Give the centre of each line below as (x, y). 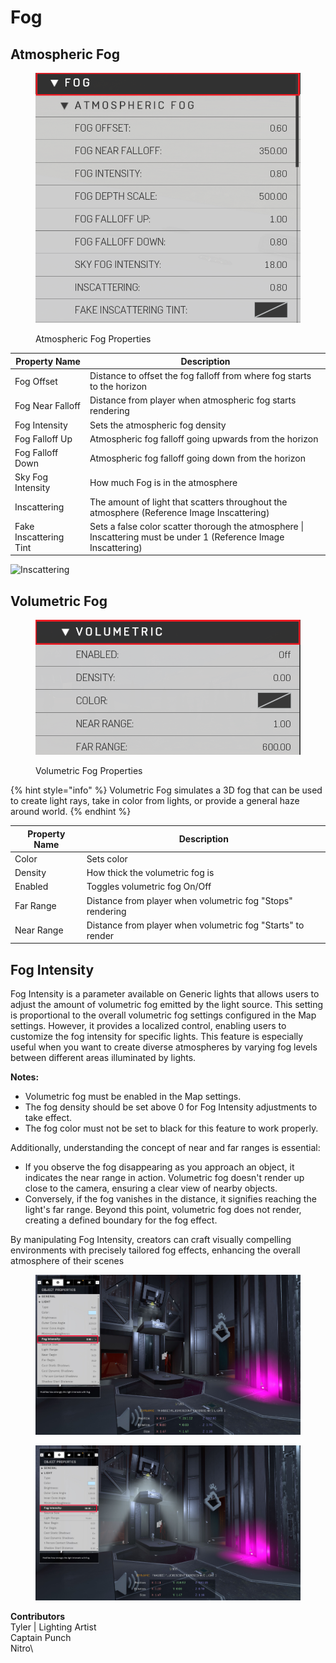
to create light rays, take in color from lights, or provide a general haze (155, 800)
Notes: (25, 1077)
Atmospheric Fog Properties (93, 339)
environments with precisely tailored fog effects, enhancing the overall (155, 1250)
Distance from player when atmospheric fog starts (193, 400)
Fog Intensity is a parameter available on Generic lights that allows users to (165, 994)
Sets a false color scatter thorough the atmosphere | (197, 526)
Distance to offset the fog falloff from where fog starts (200, 376)
